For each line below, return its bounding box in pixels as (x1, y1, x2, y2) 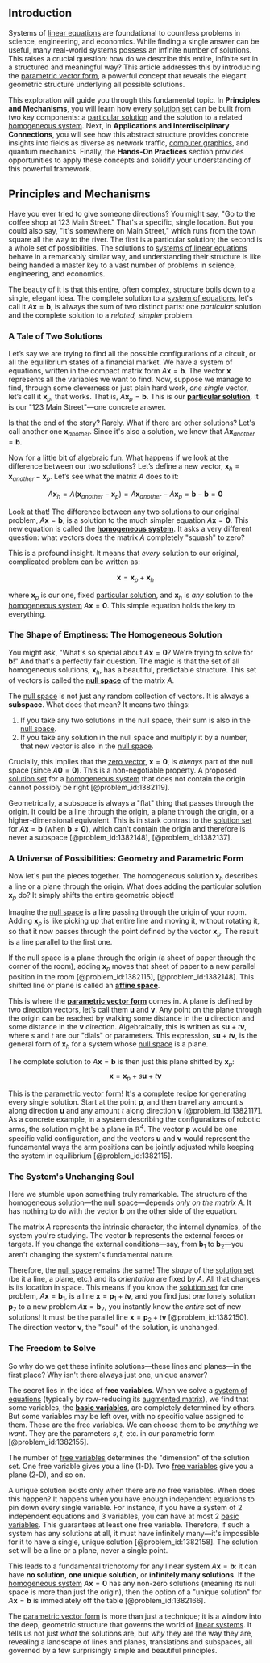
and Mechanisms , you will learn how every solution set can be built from (8, 103, 251, 113)
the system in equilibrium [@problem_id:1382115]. (8, 1151, 173, 1160)
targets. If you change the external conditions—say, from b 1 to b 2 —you (8, 1240, 244, 1251)
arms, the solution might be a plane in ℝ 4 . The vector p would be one (8, 1123, 238, 1134)
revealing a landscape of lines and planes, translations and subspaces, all (8, 1636, 253, 1647)
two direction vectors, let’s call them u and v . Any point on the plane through (8, 1004, 262, 1014)
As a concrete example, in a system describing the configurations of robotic (8, 1114, 260, 1124)
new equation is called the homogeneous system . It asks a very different (8, 524, 252, 533)
